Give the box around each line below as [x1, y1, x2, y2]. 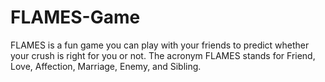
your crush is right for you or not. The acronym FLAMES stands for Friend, [10, 49, 316, 61]
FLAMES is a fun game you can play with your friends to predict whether [10, 39, 310, 51]
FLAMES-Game [10, 6, 141, 29]
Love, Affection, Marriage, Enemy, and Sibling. [10, 60, 202, 72]
